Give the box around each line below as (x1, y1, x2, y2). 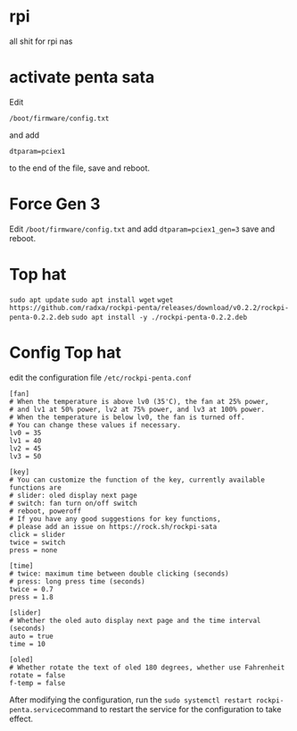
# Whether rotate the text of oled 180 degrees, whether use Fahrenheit (9, 663, 285, 672)
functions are (9, 483, 62, 492)
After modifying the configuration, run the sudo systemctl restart (9, 694, 252, 705)
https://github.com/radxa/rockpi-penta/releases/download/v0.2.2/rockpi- (9, 303, 290, 312)
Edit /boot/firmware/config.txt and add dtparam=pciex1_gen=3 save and (9, 223, 275, 234)
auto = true (9, 632, 54, 641)
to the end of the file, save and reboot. (9, 163, 150, 173)
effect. (9, 713, 34, 724)
